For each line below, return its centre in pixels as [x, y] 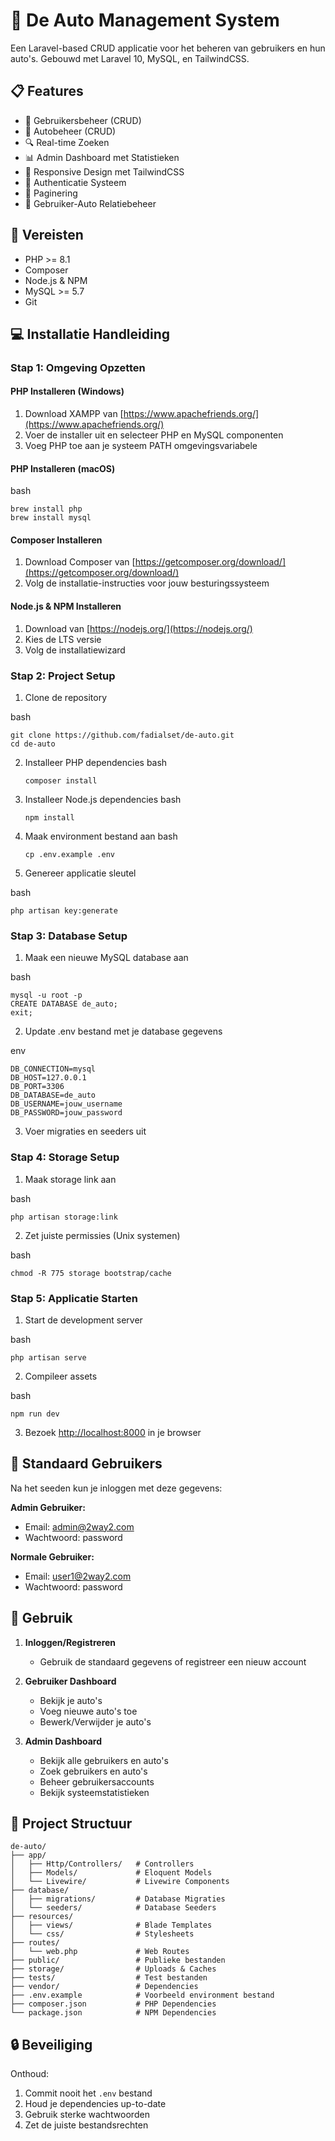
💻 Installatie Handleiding [90, 334]
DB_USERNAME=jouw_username [66, 1104]
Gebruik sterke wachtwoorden [87, 2115]
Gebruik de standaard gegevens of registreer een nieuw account [173, 1661]
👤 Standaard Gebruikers [86, 1464]
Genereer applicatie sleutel [80, 873]
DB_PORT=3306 [37, 1087]
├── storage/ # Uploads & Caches [113, 1969]
